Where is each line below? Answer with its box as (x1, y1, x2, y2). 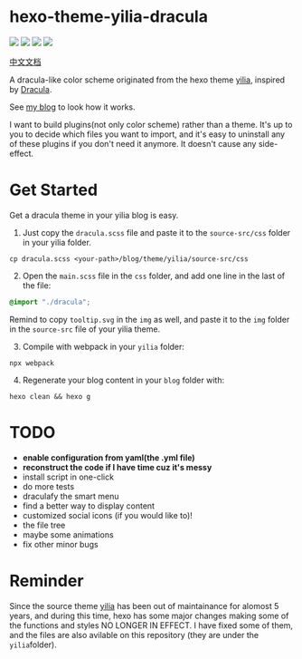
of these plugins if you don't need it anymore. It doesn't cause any (9, 138, 257, 149)
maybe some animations (22, 528, 115, 540)
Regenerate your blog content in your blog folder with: (22, 374, 224, 385)
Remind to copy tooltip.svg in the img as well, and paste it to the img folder (9, 314, 290, 325)
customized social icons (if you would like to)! (22, 509, 193, 520)
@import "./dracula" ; (9, 297, 91, 306)
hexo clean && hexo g (9, 392, 91, 401)
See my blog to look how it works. (9, 102, 136, 112)
